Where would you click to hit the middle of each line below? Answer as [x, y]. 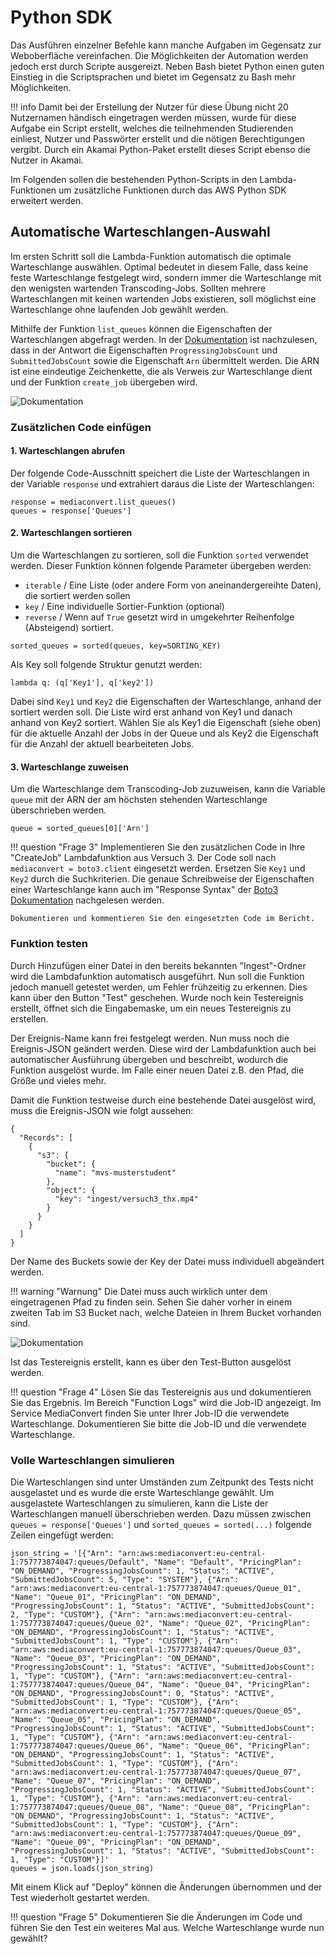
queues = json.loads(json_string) [82, 1868]
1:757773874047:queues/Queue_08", [82, 1807]
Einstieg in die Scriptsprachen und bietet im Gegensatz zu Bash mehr [153, 77]
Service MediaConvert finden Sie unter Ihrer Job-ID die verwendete [150, 1413]
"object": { [71, 1190]
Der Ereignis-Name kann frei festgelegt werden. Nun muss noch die [150, 1038]
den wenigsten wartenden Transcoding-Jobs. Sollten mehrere [138, 288]
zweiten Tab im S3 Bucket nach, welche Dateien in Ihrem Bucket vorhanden [166, 1312]
